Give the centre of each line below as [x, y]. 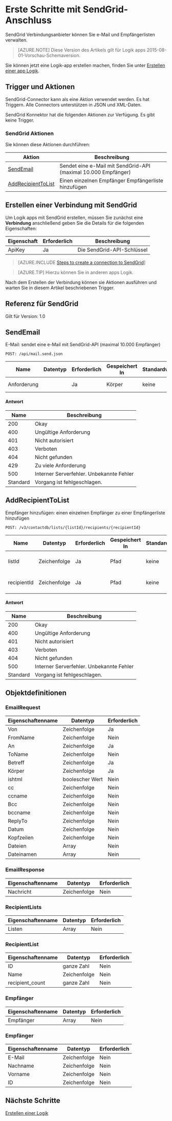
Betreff [16, 763]
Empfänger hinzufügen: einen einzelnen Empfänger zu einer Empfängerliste [85, 513]
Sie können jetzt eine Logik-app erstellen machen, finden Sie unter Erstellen [85, 65]
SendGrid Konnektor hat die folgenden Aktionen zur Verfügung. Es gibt [80, 114]
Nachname [21, 1066]
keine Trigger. [20, 120]
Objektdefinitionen [36, 693]
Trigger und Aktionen [40, 87]
